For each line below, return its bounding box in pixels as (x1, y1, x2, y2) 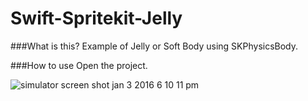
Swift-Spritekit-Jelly (10, 7, 183, 30)
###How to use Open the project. (10, 59, 148, 71)
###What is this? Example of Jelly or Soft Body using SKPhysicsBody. (10, 40, 299, 52)
